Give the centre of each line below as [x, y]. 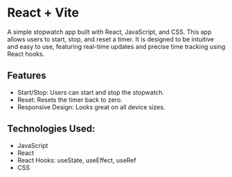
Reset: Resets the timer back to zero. [70, 100]
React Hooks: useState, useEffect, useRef [77, 160]
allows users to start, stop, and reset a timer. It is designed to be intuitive [111, 39]
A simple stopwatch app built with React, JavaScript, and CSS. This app [109, 32]
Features [27, 76]
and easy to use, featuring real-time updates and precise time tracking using [116, 46]
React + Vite [43, 13]
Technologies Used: [51, 129]
